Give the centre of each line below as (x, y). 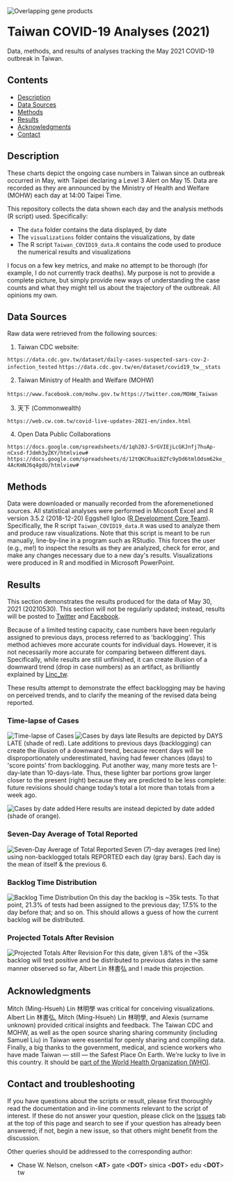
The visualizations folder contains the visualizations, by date (106, 237)
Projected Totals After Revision (61, 937)
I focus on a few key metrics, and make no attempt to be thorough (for (108, 265)
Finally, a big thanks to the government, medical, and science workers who (114, 1047)
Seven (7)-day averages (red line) (172, 849)
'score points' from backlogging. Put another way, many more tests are (109, 766)
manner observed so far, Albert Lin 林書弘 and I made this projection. (106, 969)
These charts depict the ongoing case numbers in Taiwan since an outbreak (116, 173)
